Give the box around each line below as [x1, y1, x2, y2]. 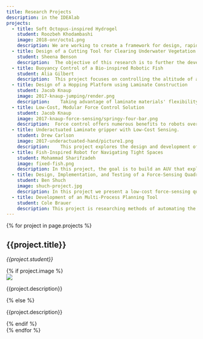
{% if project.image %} [6, 267, 63, 275]
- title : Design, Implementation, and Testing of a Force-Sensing [11, 172, 182, 178]
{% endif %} [6, 320, 37, 328]
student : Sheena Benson [17, 54, 77, 60]
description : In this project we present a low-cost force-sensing [17, 189, 190, 195]
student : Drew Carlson [17, 132, 74, 139]
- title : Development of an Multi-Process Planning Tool [11, 194, 158, 200]
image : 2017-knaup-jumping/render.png [17, 93, 115, 99]
